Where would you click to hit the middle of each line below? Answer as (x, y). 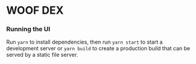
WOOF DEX (35, 10)
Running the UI (28, 29)
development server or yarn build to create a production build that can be (98, 48)
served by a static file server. (42, 55)
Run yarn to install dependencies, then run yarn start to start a (84, 42)
